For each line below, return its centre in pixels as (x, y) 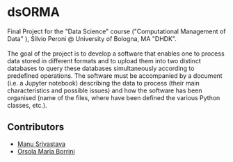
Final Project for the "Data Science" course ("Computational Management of (116, 31)
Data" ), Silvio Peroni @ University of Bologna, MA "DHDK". (92, 38)
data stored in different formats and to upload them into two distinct (104, 60)
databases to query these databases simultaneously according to (101, 68)
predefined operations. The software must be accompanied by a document (115, 75)
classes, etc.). (27, 105)
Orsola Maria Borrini (46, 151)
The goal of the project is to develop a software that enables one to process (116, 54)
